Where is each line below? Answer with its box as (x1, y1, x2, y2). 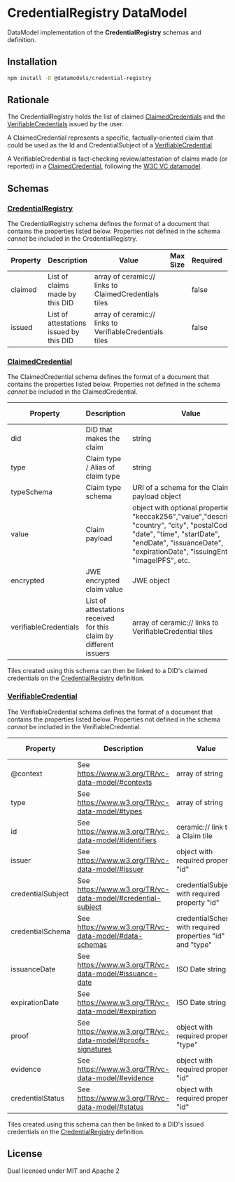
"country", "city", (132, 521, 189, 531)
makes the (85, 434, 120, 444)
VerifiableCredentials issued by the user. (7, 120, 124, 128)
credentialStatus (10, 1093, 65, 1103)
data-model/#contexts (76, 777, 152, 787)
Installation (7, 56, 57, 68)
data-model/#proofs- (76, 1035, 150, 1045)
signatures (76, 1044, 112, 1054)
